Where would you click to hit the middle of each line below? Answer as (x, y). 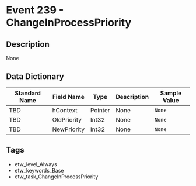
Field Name (68, 97)
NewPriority (69, 129)
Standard (27, 93)
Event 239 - (35, 10)
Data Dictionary (35, 77)
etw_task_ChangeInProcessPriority (56, 177)
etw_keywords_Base (39, 170)
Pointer (100, 110)
